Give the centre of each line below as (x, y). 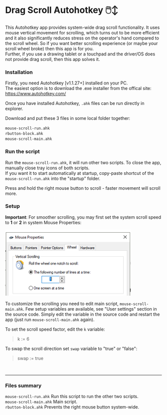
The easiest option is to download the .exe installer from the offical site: (78, 88)
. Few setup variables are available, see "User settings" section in (90, 309)
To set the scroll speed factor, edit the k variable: (55, 329)
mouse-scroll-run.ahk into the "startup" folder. (53, 178)
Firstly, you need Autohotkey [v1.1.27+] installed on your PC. (67, 83)
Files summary (23, 386)
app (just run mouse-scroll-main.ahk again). (50, 319)
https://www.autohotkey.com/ (36, 94)
